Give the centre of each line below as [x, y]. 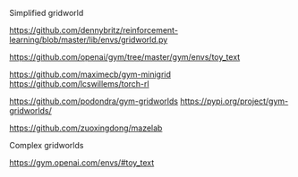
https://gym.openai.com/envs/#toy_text [82, 163]
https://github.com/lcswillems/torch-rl [79, 84]
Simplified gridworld [47, 13]
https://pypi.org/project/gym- [234, 101]
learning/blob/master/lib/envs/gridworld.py [89, 40]
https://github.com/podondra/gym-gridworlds [94, 101]
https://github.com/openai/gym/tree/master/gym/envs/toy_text [125, 57]
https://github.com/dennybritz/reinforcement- [94, 30]
